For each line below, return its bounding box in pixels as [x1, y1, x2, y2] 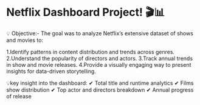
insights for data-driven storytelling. [6, 67, 96, 75]
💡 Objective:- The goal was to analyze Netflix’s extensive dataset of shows [6, 29, 193, 37]
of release [6, 92, 32, 100]
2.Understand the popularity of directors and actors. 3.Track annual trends [6, 55, 193, 62]
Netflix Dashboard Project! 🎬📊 [6, 5, 165, 19]
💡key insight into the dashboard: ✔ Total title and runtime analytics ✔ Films [6, 79, 194, 86]
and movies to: [6, 36, 44, 44]
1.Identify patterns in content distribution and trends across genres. [6, 48, 175, 55]
